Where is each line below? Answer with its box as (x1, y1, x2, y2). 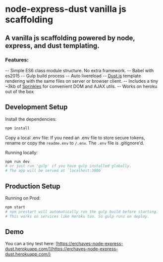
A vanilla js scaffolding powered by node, (5, 34, 135, 42)
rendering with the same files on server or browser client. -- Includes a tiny (5, 78, 159, 84)
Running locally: (5, 150, 38, 156)
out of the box (5, 88, 34, 95)
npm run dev (5, 159, 30, 164)
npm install (5, 125, 30, 131)
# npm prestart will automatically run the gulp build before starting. (5, 209, 159, 214)
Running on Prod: (5, 195, 41, 201)
